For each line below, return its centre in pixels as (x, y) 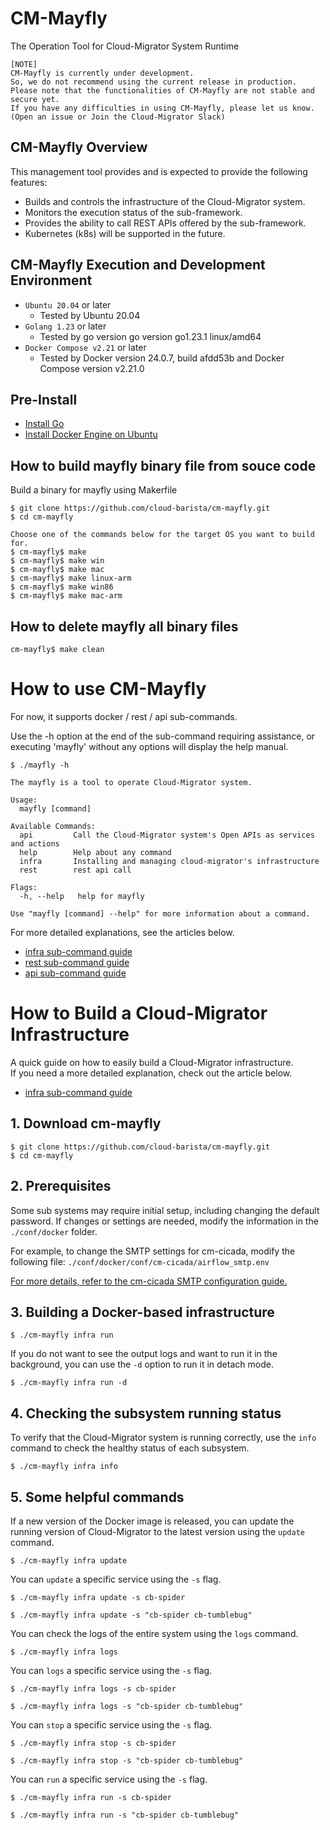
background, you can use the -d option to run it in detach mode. (142, 1364)
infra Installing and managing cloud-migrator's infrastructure (169, 861)
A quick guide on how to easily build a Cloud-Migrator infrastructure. (152, 1062)
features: (29, 182)
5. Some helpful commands (97, 1497)
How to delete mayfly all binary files (124, 626)
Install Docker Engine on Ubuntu (91, 434)
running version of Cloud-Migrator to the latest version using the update (157, 1531)
